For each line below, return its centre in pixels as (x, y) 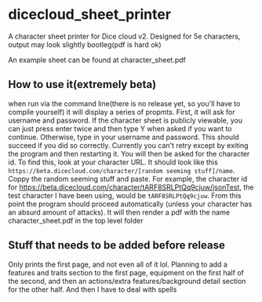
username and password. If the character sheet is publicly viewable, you (126, 120)
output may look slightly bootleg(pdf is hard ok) (85, 44)
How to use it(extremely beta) (82, 85)
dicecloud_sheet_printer (89, 15)
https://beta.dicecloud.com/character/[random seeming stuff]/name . (122, 170)
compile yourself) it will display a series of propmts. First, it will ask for (122, 112)
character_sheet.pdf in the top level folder (76, 220)
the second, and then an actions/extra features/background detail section (127, 281)
